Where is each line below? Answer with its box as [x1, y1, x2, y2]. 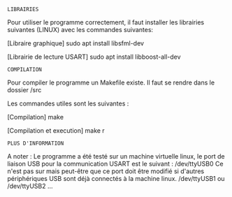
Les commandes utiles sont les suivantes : [7, 99, 129, 108]
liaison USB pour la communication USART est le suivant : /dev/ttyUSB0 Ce [7, 160, 224, 168]
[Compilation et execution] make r [7, 126, 105, 135]
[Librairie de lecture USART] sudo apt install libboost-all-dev [7, 52, 181, 61]
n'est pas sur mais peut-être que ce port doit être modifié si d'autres [7, 167, 205, 175]
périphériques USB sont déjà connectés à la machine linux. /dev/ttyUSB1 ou [7, 175, 225, 182]
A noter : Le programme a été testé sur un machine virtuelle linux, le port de [7, 152, 225, 160]
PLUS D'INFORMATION [7, 140, 64, 147]
